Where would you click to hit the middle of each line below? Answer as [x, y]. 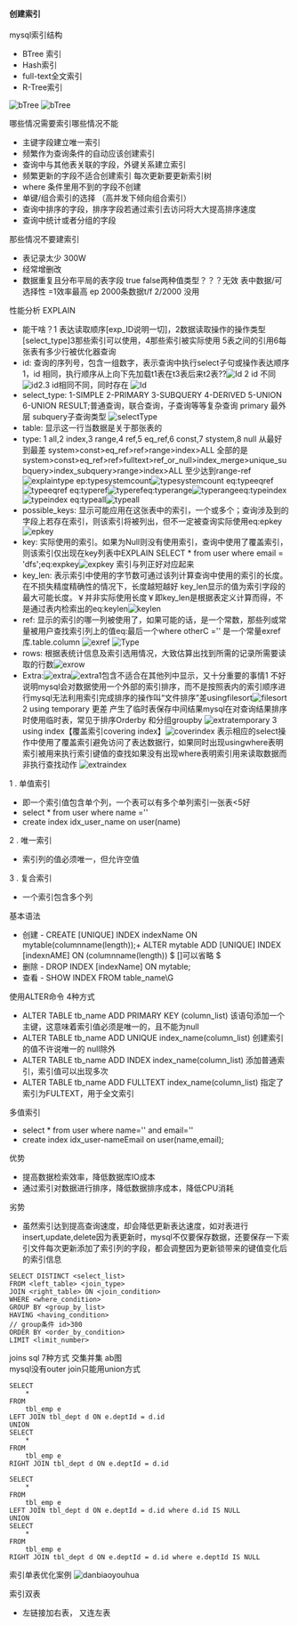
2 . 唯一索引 [31, 841]
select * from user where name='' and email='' [108, 1130]
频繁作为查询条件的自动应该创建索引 [89, 154]
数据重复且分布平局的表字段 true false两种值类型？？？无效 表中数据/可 [152, 280]
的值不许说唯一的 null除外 [69, 1049]
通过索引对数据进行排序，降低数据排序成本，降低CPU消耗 [128, 1188]
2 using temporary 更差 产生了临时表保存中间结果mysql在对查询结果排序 [154, 709]
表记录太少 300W [54, 258]
